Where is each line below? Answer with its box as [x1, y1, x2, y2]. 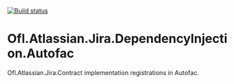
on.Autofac [7, 46, 75, 62]
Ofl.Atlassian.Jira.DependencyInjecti [7, 31, 228, 47]
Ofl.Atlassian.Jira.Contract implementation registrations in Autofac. [7, 68, 199, 76]
